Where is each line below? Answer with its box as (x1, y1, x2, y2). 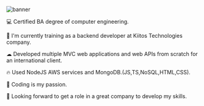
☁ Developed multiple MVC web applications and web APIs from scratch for (6, 51, 199, 57)
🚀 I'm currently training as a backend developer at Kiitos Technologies (6, 32, 183, 39)
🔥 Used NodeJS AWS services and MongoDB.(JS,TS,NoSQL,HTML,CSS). (6, 69, 191, 76)
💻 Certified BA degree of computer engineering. (6, 18, 129, 25)
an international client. (6, 57, 62, 64)
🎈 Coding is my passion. (6, 81, 67, 88)
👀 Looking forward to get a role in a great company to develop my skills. (6, 93, 188, 100)
